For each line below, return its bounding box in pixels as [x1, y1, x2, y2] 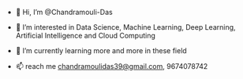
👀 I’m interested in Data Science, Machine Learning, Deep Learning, [15, 23, 236, 31]
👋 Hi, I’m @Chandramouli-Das [15, 8, 113, 16]
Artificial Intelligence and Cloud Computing [15, 31, 155, 40]
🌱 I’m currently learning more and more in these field [15, 46, 187, 55]
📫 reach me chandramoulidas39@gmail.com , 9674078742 [15, 62, 208, 70]
